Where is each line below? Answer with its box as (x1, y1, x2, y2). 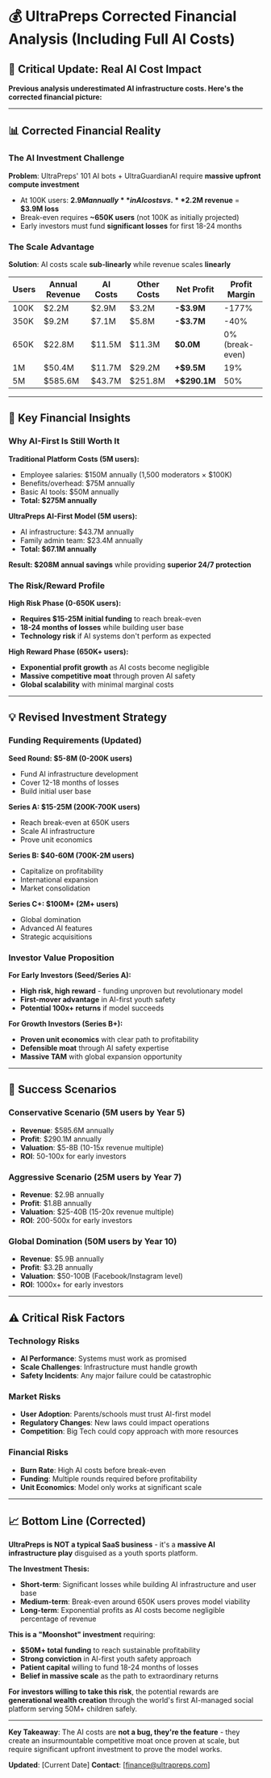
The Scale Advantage (8, 241, 95, 252)
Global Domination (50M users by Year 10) (8, 1235, 177, 1247)
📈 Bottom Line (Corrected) (8, 1514, 147, 1528)
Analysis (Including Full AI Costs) (8, 30, 236, 49)
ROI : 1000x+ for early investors (19, 1280, 123, 1289)
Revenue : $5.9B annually (19, 1254, 105, 1264)
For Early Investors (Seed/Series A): (8, 970, 131, 980)
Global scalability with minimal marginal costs (19, 679, 174, 689)
